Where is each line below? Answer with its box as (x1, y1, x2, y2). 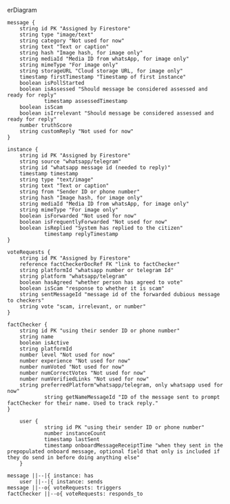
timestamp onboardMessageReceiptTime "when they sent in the (43, 442, 224, 449)
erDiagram (7, 6, 37, 14)
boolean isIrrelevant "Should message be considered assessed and (19, 110, 214, 117)
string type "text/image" (19, 176, 94, 183)
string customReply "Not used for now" (19, 128, 134, 135)
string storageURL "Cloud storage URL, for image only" (19, 68, 184, 75)
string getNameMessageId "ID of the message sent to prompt (43, 394, 220, 400)
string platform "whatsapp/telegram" (19, 273, 128, 280)
